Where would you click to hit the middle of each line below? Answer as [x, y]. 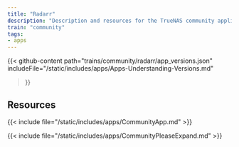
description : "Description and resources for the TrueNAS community [111, 21]
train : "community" [36, 27]
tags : [15, 34]
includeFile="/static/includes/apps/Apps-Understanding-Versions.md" [111, 69]
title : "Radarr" [31, 14]
